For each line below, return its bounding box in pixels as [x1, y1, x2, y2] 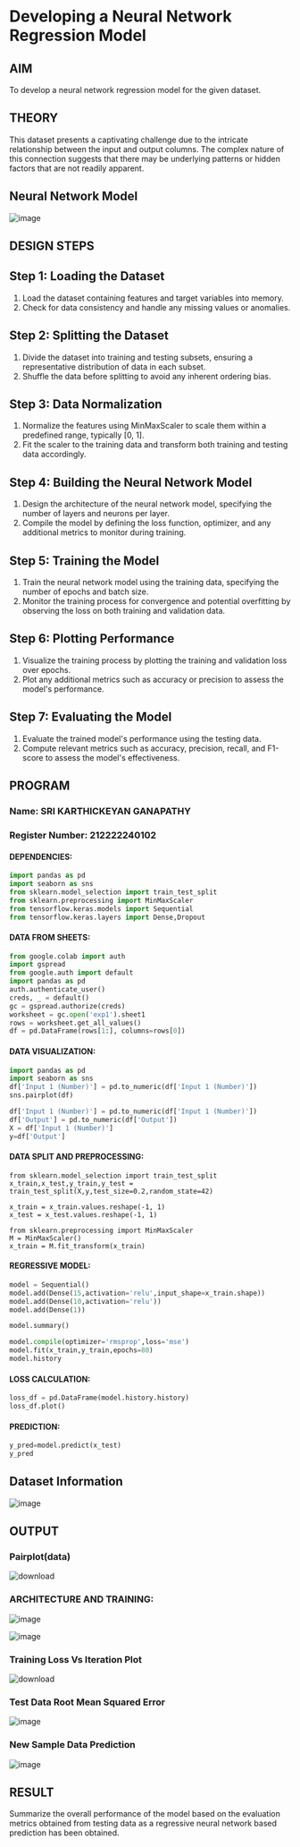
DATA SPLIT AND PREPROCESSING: [9, 1152, 145, 1162]
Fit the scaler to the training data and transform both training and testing [21, 439, 288, 450]
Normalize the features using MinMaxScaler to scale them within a [21, 421, 267, 431]
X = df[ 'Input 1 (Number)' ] [9, 1123, 114, 1133]
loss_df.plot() [9, 1402, 66, 1411]
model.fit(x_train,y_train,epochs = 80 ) [9, 1346, 154, 1355]
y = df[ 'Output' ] [9, 1132, 66, 1141]
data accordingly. [21, 449, 87, 460]
